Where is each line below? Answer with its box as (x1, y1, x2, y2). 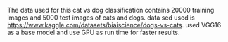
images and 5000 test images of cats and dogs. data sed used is (7, 13, 195, 22)
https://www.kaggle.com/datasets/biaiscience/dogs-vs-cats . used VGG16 (7, 21, 222, 29)
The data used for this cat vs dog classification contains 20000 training (7, 6, 215, 14)
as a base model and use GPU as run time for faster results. (7, 28, 180, 36)
